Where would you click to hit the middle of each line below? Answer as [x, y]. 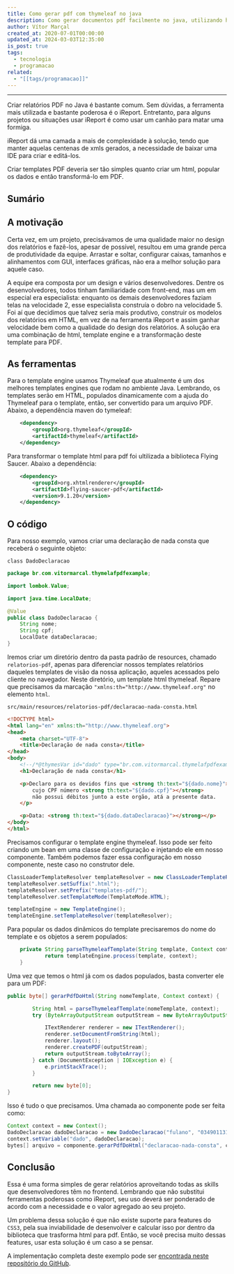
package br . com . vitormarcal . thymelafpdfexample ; [79, 574]
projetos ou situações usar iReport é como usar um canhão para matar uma [116, 120]
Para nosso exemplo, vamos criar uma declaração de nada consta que [108, 541]
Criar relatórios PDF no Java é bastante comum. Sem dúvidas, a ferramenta [116, 105]
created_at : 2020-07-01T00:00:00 [56, 33]
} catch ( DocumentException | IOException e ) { [102, 1060]
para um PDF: [27, 983]
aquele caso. [26, 269]
